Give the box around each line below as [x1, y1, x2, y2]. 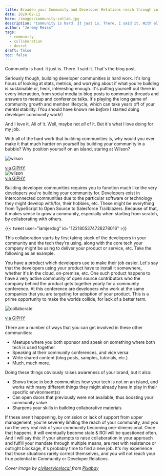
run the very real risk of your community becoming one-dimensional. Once [5, 425, 155, 431]
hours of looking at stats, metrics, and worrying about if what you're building [5, 81, 159, 86]
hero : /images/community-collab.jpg [5, 16, 80, 21]
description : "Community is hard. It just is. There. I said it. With [5, 21, 152, 26]
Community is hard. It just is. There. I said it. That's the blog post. [5, 66, 136, 72]
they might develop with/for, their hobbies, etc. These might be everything [5, 201, 155, 207]
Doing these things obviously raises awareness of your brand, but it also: [5, 370, 152, 375]
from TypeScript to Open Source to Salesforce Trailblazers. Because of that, [5, 206, 158, 211]
